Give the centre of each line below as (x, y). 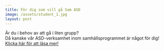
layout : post (19, 19)
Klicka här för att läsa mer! (32, 44)
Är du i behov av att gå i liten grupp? (42, 33)
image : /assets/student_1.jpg (36, 14)
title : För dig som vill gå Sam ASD (43, 10)
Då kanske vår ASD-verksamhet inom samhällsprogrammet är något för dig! (82, 38)
